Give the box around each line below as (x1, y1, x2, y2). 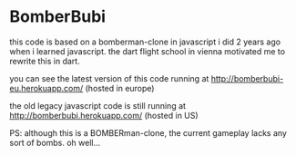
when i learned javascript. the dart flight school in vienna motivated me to (9, 45, 285, 56)
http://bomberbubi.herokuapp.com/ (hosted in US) (9, 110, 199, 121)
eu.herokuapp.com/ (9, 82, 84, 93)
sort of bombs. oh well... (9, 137, 101, 148)
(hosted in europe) (85, 82, 155, 93)
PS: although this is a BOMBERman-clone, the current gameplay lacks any (9, 127, 287, 138)
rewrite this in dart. (9, 55, 80, 66)
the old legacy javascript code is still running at (9, 100, 187, 111)
